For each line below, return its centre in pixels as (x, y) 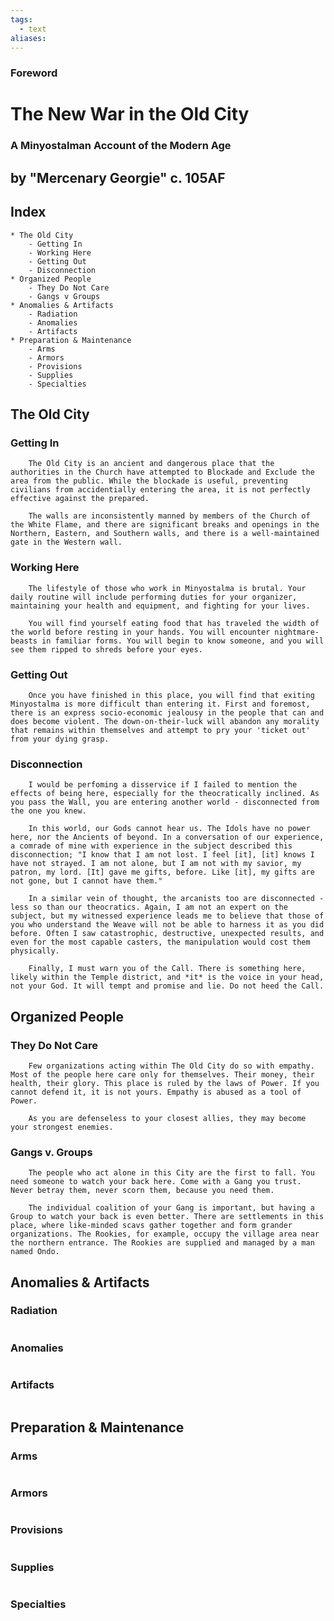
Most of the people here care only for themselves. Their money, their (162, 1074)
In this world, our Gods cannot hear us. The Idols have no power (169, 829)
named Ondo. (35, 1252)
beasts (24, 641)
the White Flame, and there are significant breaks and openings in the (165, 525)
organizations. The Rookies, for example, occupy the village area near (165, 1234)
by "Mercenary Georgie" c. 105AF (118, 177)
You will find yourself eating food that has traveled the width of (174, 623)
